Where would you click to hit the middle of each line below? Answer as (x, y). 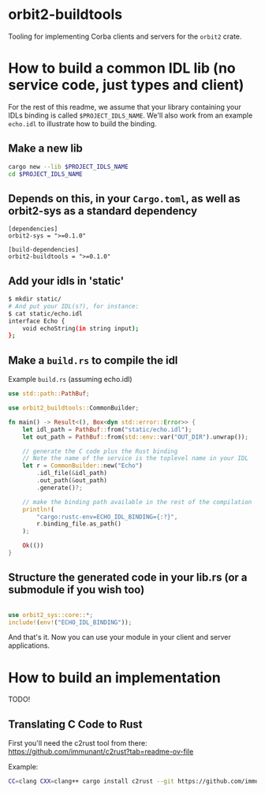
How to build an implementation (114, 677)
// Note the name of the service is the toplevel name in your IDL (135, 458)
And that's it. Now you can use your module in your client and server (119, 638)
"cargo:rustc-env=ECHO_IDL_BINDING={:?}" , (107, 517)
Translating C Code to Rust (75, 724)
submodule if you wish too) (77, 590)
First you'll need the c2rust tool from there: (78, 743)
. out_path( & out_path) (72, 481)
